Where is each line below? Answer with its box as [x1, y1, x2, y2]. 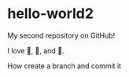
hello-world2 [7, 5, 94, 23]
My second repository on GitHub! [7, 31, 116, 40]
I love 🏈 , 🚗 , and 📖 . [7, 46, 64, 55]
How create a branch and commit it [7, 60, 122, 71]
